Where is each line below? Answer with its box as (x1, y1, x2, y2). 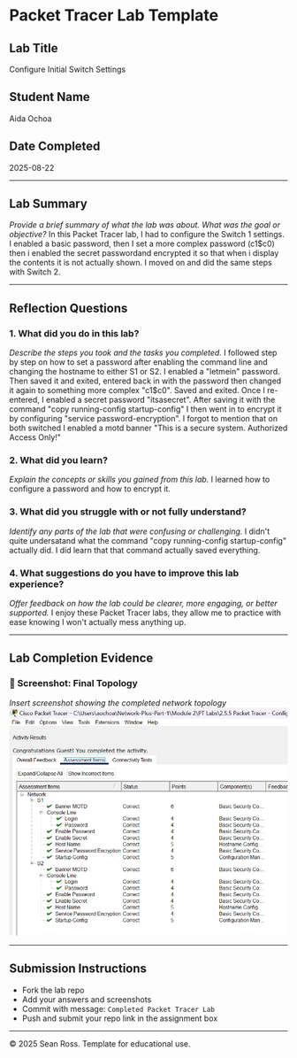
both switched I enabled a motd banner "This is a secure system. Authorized (9, 422, 288, 434)
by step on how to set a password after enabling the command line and (9, 357, 268, 367)
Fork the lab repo (21, 985, 85, 995)
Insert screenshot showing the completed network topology (9, 697, 227, 708)
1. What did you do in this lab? (9, 327, 140, 339)
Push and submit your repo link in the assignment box (21, 1013, 218, 1023)
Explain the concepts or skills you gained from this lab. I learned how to (9, 475, 270, 485)
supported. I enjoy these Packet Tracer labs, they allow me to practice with (9, 607, 281, 618)
